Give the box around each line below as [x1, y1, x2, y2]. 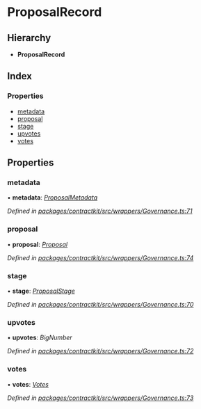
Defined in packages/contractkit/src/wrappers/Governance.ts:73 [7, 394, 194, 402]
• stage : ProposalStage [7, 287, 75, 295]
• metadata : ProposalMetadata [7, 193, 98, 202]
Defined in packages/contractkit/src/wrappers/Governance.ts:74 [7, 253, 194, 262]
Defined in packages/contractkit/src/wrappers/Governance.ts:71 [7, 207, 193, 216]
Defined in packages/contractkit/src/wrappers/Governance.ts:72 [7, 347, 194, 355]
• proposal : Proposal [7, 240, 68, 248]
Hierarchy [7, 32, 51, 44]
